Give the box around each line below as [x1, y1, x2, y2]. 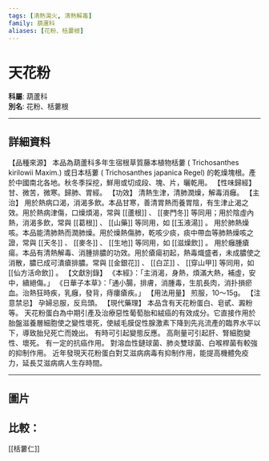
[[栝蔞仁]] [8, 444, 40, 454]
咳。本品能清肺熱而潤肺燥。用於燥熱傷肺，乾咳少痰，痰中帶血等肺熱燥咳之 [8, 228, 254, 237]
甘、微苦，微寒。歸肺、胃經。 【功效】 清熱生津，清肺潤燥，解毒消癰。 [8, 188, 244, 197]
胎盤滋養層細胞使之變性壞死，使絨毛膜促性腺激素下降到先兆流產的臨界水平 [8, 318, 254, 328]
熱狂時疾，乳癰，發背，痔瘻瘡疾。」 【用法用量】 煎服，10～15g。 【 [29, 288, 254, 297]
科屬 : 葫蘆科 [8, 91, 48, 101]
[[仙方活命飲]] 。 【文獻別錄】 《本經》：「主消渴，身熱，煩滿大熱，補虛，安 [8, 268, 256, 277]
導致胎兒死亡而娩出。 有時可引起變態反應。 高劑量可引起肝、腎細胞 [22, 328, 244, 338]
